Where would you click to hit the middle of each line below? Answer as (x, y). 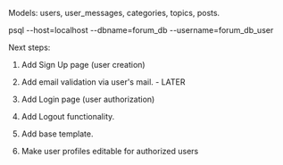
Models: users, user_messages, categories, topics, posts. (114, 13)
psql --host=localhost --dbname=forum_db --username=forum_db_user (141, 30)
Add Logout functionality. (68, 116)
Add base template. (57, 134)
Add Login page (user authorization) (88, 99)
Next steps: (29, 47)
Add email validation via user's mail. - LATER (103, 82)
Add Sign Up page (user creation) (83, 65)
